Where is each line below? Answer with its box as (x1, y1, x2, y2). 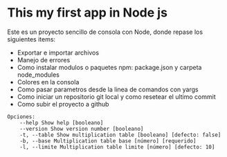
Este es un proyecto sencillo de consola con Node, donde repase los (7, 28, 203, 36)
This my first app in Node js (7, 5, 168, 21)
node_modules (17, 71, 60, 79)
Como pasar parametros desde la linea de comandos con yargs (17, 85, 199, 93)
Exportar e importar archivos (17, 48, 99, 57)
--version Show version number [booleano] (19, 125, 144, 132)
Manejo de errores (17, 55, 71, 64)
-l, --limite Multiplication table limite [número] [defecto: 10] (19, 143, 215, 150)
